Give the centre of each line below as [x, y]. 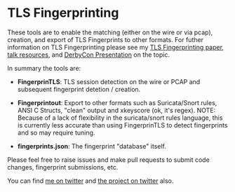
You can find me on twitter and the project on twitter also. [90, 181]
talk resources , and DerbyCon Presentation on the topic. [89, 55]
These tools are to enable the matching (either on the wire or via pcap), [110, 32]
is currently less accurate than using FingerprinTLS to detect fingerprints [122, 125]
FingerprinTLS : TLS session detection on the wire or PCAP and [109, 81]
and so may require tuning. [56, 132]
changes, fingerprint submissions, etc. [63, 167]
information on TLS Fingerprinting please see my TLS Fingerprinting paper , [116, 47]
